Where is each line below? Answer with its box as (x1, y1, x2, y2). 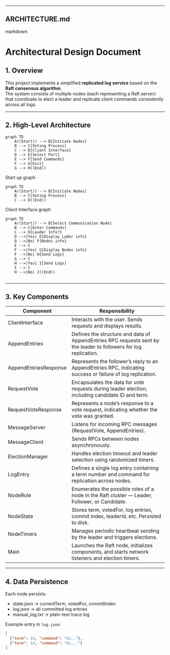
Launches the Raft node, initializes (71, 542, 153, 549)
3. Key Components (5, 292, 69, 301)
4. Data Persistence (5, 577, 68, 586)
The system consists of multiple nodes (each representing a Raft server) (5, 90, 156, 96)
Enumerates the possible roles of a (71, 485, 154, 493)
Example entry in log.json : (5, 621, 61, 628)
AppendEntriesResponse (8, 364, 67, 371)
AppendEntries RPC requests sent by (71, 337, 160, 344)
